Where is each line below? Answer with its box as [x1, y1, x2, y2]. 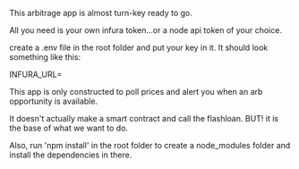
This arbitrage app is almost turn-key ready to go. [9, 8, 192, 18]
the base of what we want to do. [9, 123, 128, 133]
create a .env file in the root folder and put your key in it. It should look [9, 42, 269, 53]
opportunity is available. [9, 96, 98, 106]
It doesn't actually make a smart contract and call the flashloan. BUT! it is [9, 114, 279, 123]
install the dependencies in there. [9, 149, 132, 160]
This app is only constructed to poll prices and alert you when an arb [9, 87, 263, 97]
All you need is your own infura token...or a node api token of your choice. [9, 25, 282, 35]
